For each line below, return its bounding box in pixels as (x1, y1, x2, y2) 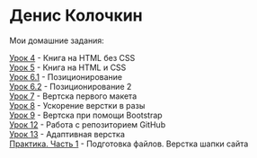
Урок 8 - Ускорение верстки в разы (9, 100, 146, 110)
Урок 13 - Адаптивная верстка (9, 128, 126, 139)
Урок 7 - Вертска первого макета (9, 91, 137, 101)
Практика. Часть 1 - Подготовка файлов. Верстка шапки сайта (9, 138, 249, 149)
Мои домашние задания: (9, 35, 105, 46)
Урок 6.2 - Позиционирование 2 (9, 81, 132, 92)
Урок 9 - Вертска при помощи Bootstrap (9, 110, 164, 120)
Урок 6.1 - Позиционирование (9, 71, 123, 82)
